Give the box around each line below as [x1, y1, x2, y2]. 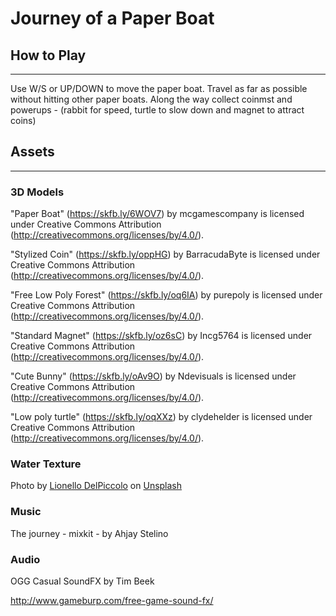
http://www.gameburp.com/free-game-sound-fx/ [10, 595, 214, 606]
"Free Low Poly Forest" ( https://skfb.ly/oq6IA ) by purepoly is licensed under [10, 289, 323, 301]
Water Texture [10, 457, 82, 471]
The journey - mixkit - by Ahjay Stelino [10, 527, 169, 539]
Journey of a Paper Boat [10, 7, 215, 30]
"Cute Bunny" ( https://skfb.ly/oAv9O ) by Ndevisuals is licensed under [10, 370, 297, 382]
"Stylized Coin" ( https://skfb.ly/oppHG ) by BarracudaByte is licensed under [10, 248, 321, 261]
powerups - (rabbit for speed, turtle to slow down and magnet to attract [10, 104, 305, 116]
